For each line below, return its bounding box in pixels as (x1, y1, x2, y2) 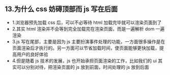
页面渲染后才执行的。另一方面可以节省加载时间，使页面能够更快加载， (12, 45, 160, 51)
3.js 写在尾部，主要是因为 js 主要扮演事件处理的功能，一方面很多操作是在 (12, 38, 165, 44)
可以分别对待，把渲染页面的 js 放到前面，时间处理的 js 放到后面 (16, 64, 150, 70)
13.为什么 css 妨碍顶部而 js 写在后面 (5, 5, 118, 14)
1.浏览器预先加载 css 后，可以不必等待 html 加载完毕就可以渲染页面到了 (12, 19, 162, 26)
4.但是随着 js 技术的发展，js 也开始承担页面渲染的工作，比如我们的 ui (12, 58, 157, 64)
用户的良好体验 (16, 51, 48, 57)
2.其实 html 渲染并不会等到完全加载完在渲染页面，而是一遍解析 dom (12, 26, 155, 32)
